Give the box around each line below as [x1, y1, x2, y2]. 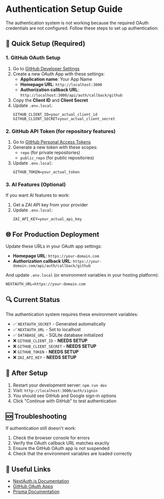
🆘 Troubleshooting [5, 412, 67, 421]
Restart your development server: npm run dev [12, 382, 107, 388]
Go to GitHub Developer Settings [12, 65, 80, 71]
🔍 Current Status [5, 296, 60, 304]
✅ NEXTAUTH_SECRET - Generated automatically [12, 321, 106, 327]
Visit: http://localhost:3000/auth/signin [12, 387, 98, 393]
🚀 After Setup [5, 369, 48, 377]
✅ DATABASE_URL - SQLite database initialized [12, 332, 104, 338]
